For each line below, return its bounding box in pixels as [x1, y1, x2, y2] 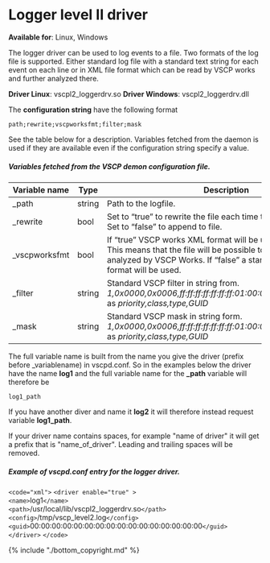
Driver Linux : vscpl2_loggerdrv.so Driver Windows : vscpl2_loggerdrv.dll [8, 89, 249, 98]
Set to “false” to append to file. [107, 221, 223, 232]
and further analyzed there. [8, 73, 99, 83]
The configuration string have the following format [8, 105, 178, 114]
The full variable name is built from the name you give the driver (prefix [8, 351, 244, 361]
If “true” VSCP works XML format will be [107, 234, 259, 245]
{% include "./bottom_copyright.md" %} [8, 545, 140, 555]
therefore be [8, 377, 50, 387]
